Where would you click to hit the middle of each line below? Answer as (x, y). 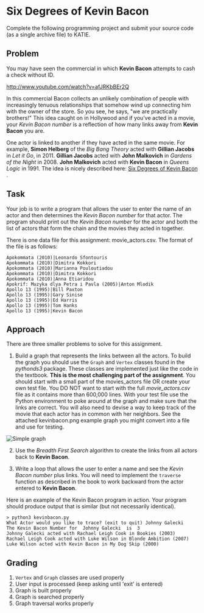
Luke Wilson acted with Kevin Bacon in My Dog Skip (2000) (83, 544)
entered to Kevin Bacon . (46, 488)
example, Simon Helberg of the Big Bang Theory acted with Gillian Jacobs (100, 149)
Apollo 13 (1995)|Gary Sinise (45, 295)
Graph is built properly (43, 590)
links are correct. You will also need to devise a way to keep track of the (105, 408)
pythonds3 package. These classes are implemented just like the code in (107, 369)
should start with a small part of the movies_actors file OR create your (103, 382)
